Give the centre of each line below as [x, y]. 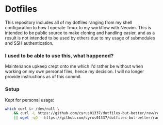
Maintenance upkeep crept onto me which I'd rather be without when [74, 66]
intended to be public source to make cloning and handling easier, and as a [80, 33]
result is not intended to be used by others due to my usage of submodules [80, 38]
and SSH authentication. [29, 43]
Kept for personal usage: [30, 100]
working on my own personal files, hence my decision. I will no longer [75, 71]
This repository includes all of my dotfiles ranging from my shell [69, 22]
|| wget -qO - [28, 118]
